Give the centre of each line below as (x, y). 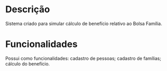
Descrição (28, 9)
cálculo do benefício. (27, 64)
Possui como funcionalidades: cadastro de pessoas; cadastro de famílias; (83, 58)
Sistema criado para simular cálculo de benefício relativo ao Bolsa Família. (84, 23)
